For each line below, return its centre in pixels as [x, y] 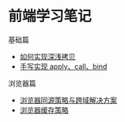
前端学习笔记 [50, 16]
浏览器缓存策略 [44, 110]
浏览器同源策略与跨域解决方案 [68, 100]
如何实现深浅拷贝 [47, 56]
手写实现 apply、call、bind [63, 66]
